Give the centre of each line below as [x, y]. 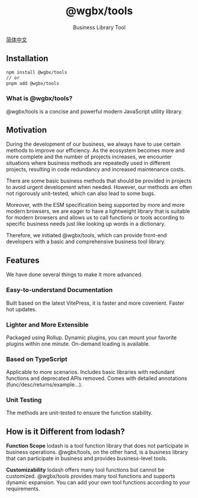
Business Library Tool [99, 27]
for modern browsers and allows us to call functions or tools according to [95, 218]
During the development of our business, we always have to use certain [93, 144]
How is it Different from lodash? [66, 431]
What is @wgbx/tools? [39, 98]
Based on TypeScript [37, 359]
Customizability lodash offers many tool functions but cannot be [85, 470]
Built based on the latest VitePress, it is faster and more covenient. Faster [95, 303]
